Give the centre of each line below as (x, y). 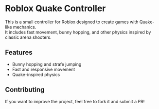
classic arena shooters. (28, 37)
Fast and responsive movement (44, 69)
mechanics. (25, 27)
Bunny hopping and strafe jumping (47, 64)
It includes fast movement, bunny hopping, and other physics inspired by (78, 32)
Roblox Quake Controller (55, 8)
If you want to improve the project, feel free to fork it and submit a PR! (75, 101)
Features (19, 53)
